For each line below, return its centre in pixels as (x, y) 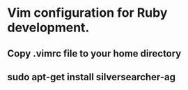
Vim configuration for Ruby (87, 13)
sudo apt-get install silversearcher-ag (92, 77)
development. (48, 28)
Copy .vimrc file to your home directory (94, 53)
